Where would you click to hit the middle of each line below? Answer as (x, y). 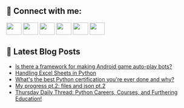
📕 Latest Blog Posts (43, 52)
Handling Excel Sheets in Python (56, 73)
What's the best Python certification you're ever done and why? (94, 79)
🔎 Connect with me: (44, 11)
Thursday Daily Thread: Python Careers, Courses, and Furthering (96, 92)
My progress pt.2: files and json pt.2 (60, 86)
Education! (28, 98)
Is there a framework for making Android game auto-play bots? (94, 66)
